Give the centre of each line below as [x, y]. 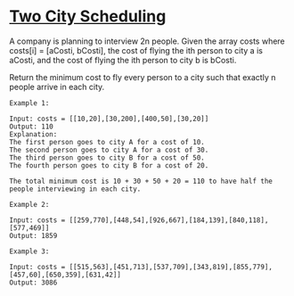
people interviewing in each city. [75, 189]
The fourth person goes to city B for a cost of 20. [109, 165]
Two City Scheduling [88, 16]
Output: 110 [31, 127]
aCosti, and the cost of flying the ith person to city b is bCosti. [123, 60]
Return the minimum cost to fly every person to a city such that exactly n [143, 77]
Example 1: [29, 103]
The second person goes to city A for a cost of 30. [109, 150]
